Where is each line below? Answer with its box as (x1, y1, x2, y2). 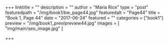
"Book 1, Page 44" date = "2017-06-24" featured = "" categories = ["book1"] (5, 15, 163, 20)
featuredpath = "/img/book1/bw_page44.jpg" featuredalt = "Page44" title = (5, 9, 160, 15)
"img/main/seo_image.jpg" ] (5, 25, 63, 31)
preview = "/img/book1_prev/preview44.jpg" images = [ (5, 20, 120, 26)
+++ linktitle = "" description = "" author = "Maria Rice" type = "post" (5, 4, 148, 10)
